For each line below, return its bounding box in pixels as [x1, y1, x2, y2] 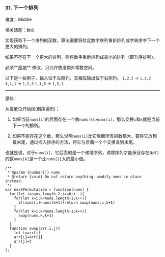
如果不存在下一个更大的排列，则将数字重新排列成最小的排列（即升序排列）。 [5, 54, 158, 60]
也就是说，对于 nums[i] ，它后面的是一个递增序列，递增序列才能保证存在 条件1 [5, 149, 160, 156]
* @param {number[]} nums [7, 170, 60, 175]
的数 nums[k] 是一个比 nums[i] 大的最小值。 [5, 156, 88, 162]
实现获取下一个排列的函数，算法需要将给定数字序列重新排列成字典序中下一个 [5, 37, 160, 43]
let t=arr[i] [14, 230, 41, 235]
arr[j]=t [14, 239, 32, 244]
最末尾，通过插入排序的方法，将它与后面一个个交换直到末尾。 [12, 139, 137, 145]
